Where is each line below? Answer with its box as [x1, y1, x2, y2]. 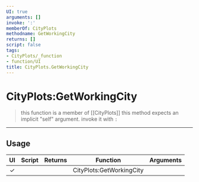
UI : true [6, 8, 28, 15]
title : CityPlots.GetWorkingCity [6, 64, 89, 70]
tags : [6, 48, 20, 54]
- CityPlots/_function [6, 53, 62, 59]
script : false [6, 42, 41, 48]
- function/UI [6, 58, 41, 64]
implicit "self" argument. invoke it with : [20, 115, 118, 123]
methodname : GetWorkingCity [6, 31, 76, 37]
